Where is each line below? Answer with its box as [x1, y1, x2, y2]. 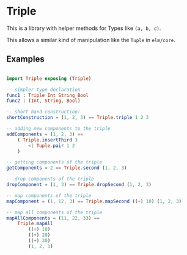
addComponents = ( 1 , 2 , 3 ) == [6, 131, 84, 137]
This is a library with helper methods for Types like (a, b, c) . [6, 24, 161, 32]
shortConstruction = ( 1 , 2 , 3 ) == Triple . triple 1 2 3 [6, 115, 149, 121]
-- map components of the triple [6, 192, 92, 199]
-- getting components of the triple [6, 159, 103, 165]
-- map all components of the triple [6, 209, 103, 215]
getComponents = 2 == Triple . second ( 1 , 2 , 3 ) [6, 165, 127, 171]
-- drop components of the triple [6, 176, 95, 182]
